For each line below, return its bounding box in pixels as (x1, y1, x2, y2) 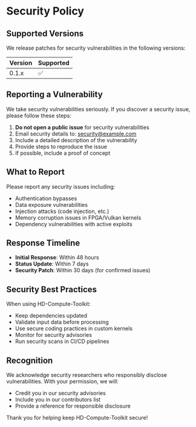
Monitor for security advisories (15, 331, 93, 339)
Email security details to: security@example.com (15, 130, 137, 137)
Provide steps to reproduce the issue (15, 143, 108, 150)
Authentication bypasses (15, 195, 77, 202)
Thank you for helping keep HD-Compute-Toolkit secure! (6, 414, 148, 422)
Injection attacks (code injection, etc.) (15, 207, 109, 215)
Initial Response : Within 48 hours (15, 254, 99, 261)
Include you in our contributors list (15, 396, 101, 403)
